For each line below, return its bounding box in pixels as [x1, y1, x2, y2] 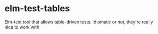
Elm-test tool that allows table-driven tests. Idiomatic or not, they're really [4, 19, 153, 25]
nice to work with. [4, 24, 41, 30]
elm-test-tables [4, 3, 70, 14]
